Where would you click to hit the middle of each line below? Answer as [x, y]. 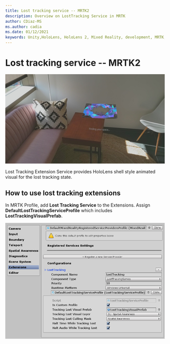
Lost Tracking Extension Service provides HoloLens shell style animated [80, 172]
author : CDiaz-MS [24, 21]
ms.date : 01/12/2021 [27, 32]
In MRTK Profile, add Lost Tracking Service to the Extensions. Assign [78, 205]
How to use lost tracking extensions [63, 193]
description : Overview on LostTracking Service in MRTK [65, 16]
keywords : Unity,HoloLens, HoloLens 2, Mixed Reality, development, [79, 37]
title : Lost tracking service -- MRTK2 [47, 11]
